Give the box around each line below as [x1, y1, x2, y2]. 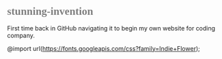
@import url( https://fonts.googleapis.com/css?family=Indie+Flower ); [7, 44, 200, 52]
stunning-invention [7, 5, 94, 17]
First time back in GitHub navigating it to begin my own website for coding [7, 24, 216, 32]
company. [7, 31, 36, 39]
